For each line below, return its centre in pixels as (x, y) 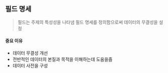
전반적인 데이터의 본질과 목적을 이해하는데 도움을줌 (62, 59)
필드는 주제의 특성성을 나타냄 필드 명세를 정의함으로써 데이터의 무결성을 (88, 22)
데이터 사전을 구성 (30, 66)
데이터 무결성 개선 (30, 53)
